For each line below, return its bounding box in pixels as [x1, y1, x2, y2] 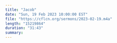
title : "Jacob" [5, 7, 37, 12]
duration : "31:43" [5, 26, 43, 31]
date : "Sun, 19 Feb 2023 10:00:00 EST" [5, 12, 88, 17]
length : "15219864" [5, 21, 46, 26]
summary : [5, 30, 23, 35]
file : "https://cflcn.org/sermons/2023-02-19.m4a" [5, 16, 113, 21]
